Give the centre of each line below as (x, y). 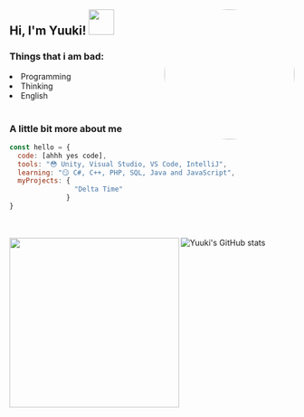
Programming (46, 76)
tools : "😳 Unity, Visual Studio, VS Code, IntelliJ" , (123, 164)
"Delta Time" (99, 190)
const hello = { (40, 147)
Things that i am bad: (57, 57)
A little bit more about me (66, 128)
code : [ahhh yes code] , (62, 156)
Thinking (37, 86)
